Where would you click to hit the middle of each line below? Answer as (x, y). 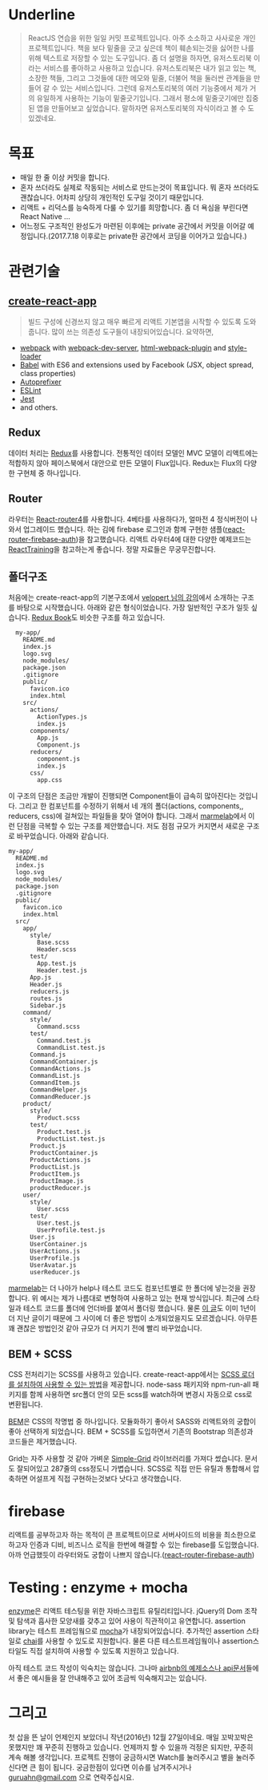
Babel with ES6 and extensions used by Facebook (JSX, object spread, (137, 364)
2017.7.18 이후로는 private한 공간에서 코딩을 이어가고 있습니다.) (149, 236)
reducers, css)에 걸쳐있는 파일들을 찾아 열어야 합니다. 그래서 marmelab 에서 (127, 816)
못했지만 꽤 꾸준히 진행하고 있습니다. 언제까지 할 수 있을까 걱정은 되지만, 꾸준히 (131, 1747)
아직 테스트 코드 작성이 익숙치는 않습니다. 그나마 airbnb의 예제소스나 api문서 (127, 1668)
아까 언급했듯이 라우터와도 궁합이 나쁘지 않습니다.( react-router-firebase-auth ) (132, 1555)
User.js (42, 1237)
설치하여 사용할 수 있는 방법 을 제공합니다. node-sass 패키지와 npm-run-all (134, 1384)
